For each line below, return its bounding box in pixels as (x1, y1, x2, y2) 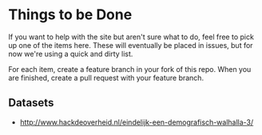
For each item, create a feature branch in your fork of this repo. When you (8, 64, 252, 73)
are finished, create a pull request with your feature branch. (8, 73, 204, 82)
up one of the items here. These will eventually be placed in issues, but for (8, 40, 253, 50)
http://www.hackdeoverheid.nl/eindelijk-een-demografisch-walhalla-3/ (19, 117, 254, 127)
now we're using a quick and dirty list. (8, 49, 133, 58)
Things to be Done (8, 6, 133, 24)
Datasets (8, 96, 54, 109)
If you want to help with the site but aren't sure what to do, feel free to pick (8, 32, 254, 42)
